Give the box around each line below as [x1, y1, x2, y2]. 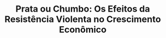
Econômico [58, 24, 107, 35]
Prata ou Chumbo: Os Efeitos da [15, 3, 150, 15]
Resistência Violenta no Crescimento [4, 14, 161, 25]
